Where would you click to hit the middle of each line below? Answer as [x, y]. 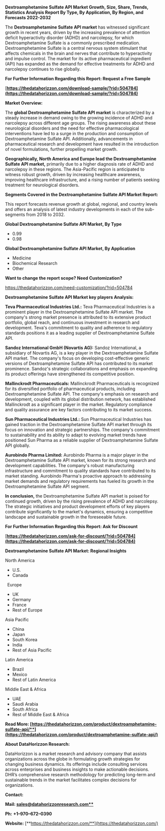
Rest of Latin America [34, 680]
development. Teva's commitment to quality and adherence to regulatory [79, 328]
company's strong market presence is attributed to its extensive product [78, 317]
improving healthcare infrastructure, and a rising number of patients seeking [82, 180]
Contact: [14, 795]
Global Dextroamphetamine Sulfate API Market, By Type [63, 224]
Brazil [18, 669]
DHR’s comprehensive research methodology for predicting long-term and [80, 775]
